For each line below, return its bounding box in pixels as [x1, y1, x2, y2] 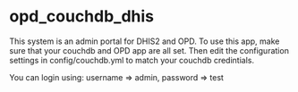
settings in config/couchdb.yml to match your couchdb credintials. [9, 54, 255, 65]
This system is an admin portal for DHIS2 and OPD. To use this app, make [9, 36, 280, 46]
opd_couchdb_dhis [9, 6, 155, 27]
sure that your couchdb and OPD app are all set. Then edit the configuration [9, 45, 289, 55]
